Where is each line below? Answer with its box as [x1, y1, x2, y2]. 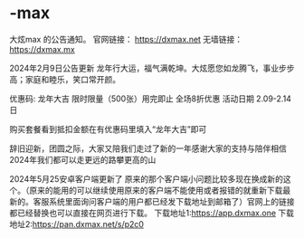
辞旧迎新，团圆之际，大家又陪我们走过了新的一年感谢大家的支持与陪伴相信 [9, 143, 287, 154]
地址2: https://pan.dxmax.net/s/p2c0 [9, 218, 145, 229]
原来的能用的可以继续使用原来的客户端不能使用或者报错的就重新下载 [28, 185, 283, 195]
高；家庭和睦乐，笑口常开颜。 [9, 73, 120, 84]
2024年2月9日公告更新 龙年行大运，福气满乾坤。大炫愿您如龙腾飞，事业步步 [9, 62, 295, 73]
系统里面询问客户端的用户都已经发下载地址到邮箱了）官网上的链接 [48, 195, 295, 206]
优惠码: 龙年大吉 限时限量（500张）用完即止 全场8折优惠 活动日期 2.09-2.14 [9, 93, 292, 104]
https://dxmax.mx [9, 43, 75, 54]
